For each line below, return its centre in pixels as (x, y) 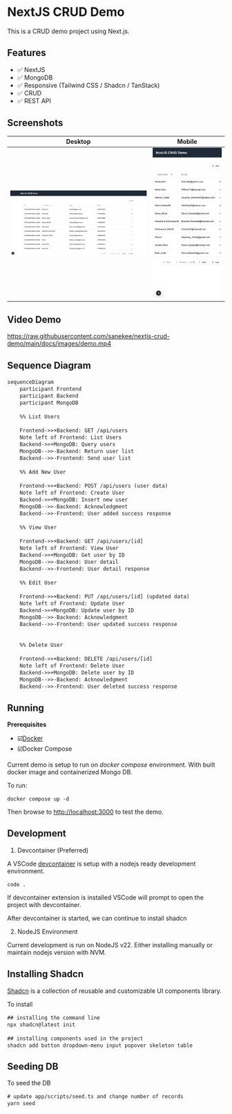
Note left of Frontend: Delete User (72, 666)
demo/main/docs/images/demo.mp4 (59, 344)
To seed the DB (29, 1083)
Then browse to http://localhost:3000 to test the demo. (85, 812)
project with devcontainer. (44, 904)
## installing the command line (54, 1018)
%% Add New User (43, 472)
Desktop (78, 142)
